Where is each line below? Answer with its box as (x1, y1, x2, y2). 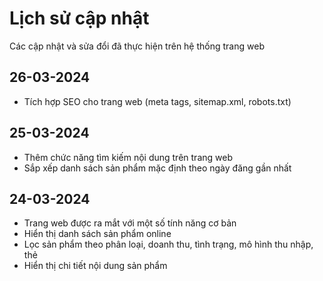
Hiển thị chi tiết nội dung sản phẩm (23, 260, 168, 272)
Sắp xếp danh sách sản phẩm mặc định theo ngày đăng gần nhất (23, 162, 292, 174)
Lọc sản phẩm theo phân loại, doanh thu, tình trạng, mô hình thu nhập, (23, 238, 314, 251)
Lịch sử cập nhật (9, 7, 150, 30)
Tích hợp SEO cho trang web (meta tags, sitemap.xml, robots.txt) (23, 95, 292, 107)
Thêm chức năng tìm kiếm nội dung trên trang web (23, 151, 233, 163)
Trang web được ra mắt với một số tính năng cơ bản (23, 217, 237, 229)
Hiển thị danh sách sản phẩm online (23, 228, 172, 240)
